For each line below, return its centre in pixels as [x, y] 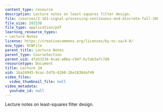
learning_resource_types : [31, 32]
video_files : [18, 77]
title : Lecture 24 [24, 68]
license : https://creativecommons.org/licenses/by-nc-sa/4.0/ [69, 41]
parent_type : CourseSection [33, 55]
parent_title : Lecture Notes [34, 50]
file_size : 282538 [24, 23]
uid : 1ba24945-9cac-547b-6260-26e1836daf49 [50, 73]
